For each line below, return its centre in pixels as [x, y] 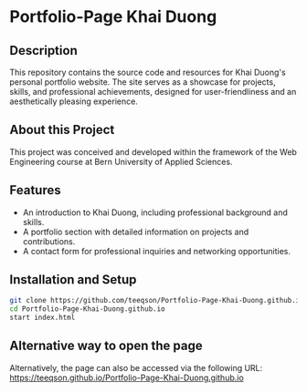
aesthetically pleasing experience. [74, 101]
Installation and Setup [73, 280]
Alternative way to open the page [106, 346]
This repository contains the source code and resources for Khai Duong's [148, 72]
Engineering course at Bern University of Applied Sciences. [121, 161]
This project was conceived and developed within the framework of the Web [153, 151]
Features [35, 190]
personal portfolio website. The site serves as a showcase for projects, [143, 82]
